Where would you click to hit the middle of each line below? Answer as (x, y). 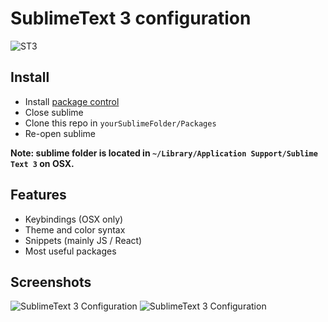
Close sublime (54, 112)
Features (38, 195)
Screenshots (51, 282)
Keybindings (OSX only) (74, 219)
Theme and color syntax (75, 229)
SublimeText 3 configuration (131, 18)
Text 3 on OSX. (42, 163)
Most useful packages (70, 251)
